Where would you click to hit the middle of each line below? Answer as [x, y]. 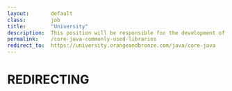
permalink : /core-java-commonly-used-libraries [82, 39]
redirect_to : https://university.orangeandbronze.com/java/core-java [111, 45]
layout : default [40, 13]
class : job [34, 20]
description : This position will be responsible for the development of [116, 33]
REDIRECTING [48, 80]
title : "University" [48, 26]
